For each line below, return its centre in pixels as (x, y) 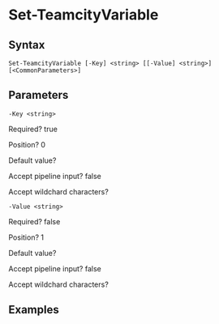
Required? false (34, 221)
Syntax (27, 45)
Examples (34, 310)
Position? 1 (26, 237)
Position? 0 (27, 144)
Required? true (33, 129)
